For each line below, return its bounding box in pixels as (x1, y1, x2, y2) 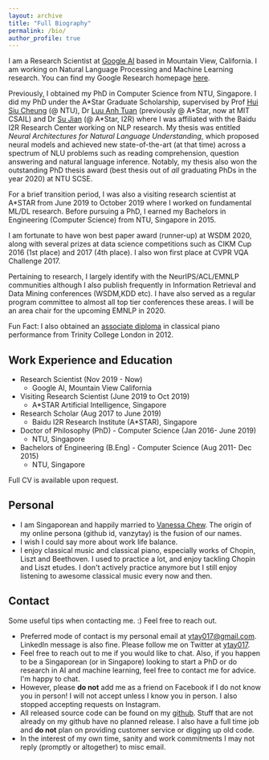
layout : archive (8, 11, 63, 20)
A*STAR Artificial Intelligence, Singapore (31, 400, 167, 410)
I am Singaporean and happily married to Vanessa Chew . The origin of (19, 519, 252, 530)
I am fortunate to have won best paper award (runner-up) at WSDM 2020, (8, 230, 252, 241)
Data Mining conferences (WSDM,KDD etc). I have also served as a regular (8, 289, 256, 299)
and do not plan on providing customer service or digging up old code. (19, 725, 255, 734)
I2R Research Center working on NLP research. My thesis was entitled (8, 123, 241, 132)
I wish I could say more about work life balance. (19, 537, 178, 547)
